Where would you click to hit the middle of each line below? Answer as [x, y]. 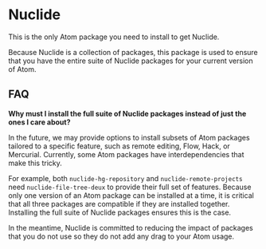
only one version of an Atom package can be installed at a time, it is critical [131, 195]
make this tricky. [35, 163]
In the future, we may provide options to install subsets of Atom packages [129, 137]
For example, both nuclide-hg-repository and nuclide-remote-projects [125, 178]
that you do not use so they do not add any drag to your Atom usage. [121, 236]
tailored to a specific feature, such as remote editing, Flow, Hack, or [119, 146]
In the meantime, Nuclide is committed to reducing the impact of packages [131, 227]
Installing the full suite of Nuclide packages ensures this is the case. [120, 212]
